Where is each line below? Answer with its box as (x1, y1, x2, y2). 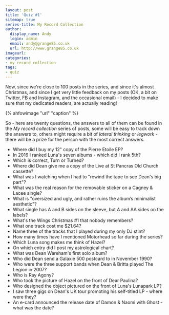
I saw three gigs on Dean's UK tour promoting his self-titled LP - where (12, 288, 163, 294)
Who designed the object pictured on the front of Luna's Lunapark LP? (12, 283, 162, 289)
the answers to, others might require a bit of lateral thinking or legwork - (5, 131, 158, 137)
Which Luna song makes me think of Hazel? (12, 239, 105, 245)
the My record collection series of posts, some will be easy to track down (5, 125, 160, 132)
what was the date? (12, 305, 54, 311)
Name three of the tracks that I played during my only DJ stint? (12, 228, 145, 234)
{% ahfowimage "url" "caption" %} (5, 110, 79, 116)
